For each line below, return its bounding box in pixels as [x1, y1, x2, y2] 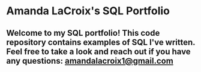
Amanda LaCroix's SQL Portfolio [6, 4, 170, 18]
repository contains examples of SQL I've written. [6, 37, 196, 47]
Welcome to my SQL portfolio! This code [6, 28, 160, 38]
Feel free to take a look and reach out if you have [6, 46, 191, 57]
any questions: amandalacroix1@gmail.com [6, 55, 174, 66]
